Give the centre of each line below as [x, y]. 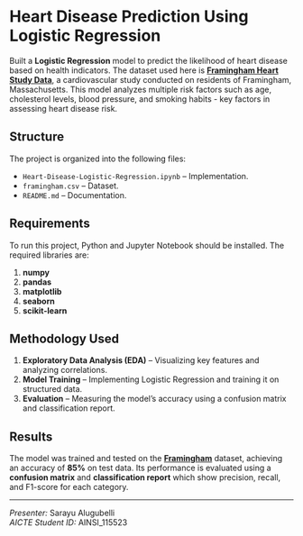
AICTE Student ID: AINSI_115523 [69, 522]
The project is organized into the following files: [98, 159]
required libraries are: [50, 255]
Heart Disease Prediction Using [129, 17]
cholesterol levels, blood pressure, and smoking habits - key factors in [140, 99]
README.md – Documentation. [74, 195]
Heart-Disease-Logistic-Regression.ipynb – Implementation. [135, 176]
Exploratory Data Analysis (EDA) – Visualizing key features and [141, 360]
